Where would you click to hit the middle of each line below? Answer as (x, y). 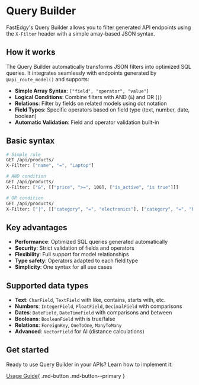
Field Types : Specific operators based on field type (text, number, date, (102, 109)
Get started (28, 350)
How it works (31, 52)
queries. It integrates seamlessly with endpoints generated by (81, 73)
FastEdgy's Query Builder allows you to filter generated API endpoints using (99, 27)
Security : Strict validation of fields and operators (74, 248)
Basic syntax (31, 141)
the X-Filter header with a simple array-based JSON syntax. (81, 33)
